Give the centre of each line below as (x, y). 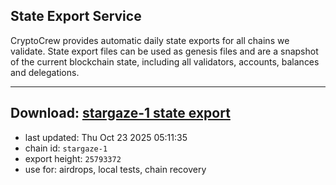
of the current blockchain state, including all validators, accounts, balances (165, 61)
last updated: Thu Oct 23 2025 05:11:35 (106, 137)
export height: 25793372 (73, 158)
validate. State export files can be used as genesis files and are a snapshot (164, 51)
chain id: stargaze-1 (66, 148)
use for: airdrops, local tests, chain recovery (115, 169)
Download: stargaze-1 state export (120, 113)
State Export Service (76, 16)
